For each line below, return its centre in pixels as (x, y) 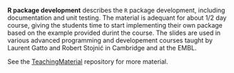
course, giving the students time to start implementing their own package (115, 25)
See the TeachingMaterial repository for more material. (88, 62)
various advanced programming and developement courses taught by (110, 40)
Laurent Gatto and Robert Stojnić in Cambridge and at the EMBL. (102, 48)
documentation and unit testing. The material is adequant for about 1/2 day (117, 18)
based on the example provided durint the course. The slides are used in (114, 33)
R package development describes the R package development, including (116, 10)
